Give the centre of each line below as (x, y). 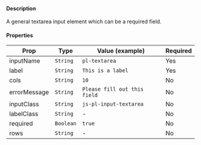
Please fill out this (113, 89)
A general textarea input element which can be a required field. (84, 21)
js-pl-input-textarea (113, 104)
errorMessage (29, 92)
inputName (25, 61)
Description (21, 8)
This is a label (105, 71)
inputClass (24, 104)
